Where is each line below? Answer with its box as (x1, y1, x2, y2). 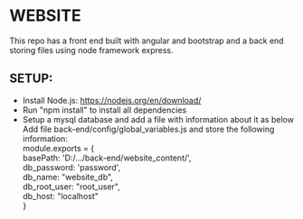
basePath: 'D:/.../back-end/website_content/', (22, 152, 192, 163)
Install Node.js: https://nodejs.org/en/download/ (22, 95, 202, 105)
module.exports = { (22, 142, 95, 153)
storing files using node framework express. (9, 44, 174, 55)
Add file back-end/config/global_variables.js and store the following (22, 123, 275, 134)
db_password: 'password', (22, 161, 121, 172)
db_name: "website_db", (22, 171, 113, 182)
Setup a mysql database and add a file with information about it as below (22, 114, 294, 124)
